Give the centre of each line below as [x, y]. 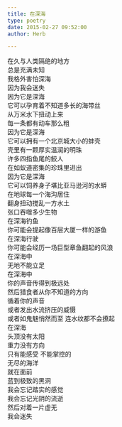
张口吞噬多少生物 [32, 212]
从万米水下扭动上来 [35, 114]
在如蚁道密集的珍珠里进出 [45, 168]
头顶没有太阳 [26, 336]
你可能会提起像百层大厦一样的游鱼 [57, 230]
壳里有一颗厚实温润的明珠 [45, 150]
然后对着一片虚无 [32, 407]
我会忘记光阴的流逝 [35, 399]
